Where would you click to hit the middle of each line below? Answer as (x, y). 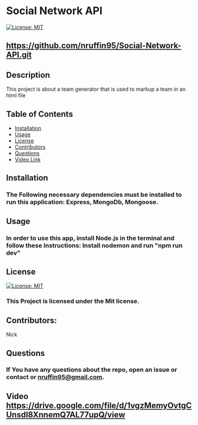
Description (28, 75)
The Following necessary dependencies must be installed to (94, 195)
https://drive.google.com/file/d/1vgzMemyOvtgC (99, 405)
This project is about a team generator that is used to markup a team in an (96, 89)
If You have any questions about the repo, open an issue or (92, 370)
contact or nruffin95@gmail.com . (55, 377)
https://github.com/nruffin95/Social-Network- (94, 46)
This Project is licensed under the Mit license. (73, 301)
